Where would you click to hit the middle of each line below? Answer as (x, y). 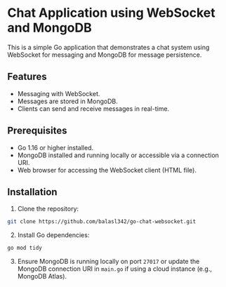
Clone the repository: (48, 209)
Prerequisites (37, 131)
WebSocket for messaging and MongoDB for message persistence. (105, 55)
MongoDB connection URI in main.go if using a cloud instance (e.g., (115, 269)
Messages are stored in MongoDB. (67, 101)
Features (27, 77)
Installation (32, 192)
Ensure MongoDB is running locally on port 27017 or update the (108, 262)
